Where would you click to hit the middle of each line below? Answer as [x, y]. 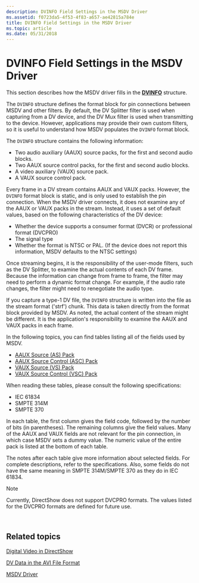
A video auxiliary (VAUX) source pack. [62, 172]
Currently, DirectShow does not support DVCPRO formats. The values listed [99, 500]
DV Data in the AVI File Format [43, 562]
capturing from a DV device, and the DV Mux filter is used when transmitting [100, 117]
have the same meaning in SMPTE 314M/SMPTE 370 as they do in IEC [92, 471]
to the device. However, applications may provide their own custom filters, [97, 123]
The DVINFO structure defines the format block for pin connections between [98, 104]
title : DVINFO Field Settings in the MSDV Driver [69, 23]
